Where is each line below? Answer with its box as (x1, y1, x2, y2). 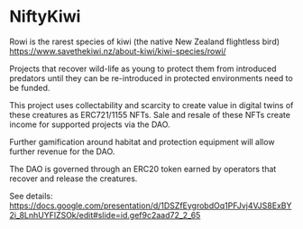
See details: (9, 190, 53, 201)
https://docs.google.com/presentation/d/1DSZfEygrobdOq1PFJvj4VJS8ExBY (9, 200, 292, 211)
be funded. (9, 82, 50, 93)
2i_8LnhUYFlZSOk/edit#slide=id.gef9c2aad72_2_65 (9, 209, 201, 220)
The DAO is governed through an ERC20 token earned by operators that (9, 163, 277, 174)
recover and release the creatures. (9, 173, 138, 184)
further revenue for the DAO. (9, 146, 115, 157)
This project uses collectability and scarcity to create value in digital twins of (9, 99, 294, 110)
